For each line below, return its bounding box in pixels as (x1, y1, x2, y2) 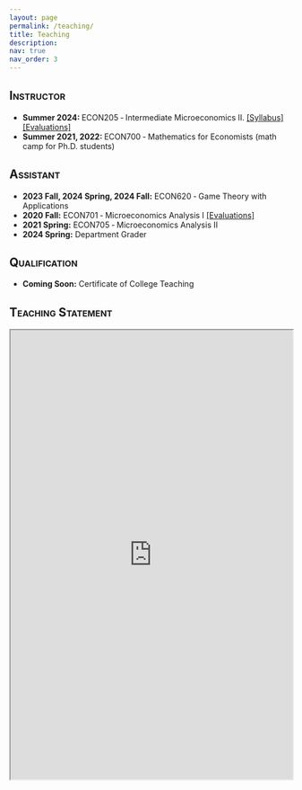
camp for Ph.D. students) (22, 140, 115, 151)
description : (9, 38, 58, 48)
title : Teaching (9, 30, 70, 39)
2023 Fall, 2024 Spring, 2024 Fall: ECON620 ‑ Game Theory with (22, 191, 267, 201)
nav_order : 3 (9, 55, 58, 64)
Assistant (9, 167, 61, 182)
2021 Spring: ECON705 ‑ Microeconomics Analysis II (22, 219, 218, 230)
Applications (22, 200, 69, 211)
